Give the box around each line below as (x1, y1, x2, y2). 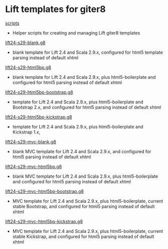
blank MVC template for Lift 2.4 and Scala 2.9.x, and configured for (12, 148, 151, 154)
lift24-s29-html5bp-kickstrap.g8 (5, 114, 73, 120)
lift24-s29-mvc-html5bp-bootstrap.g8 (5, 188, 84, 194)
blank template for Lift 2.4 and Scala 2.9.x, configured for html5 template (12, 49, 163, 55)
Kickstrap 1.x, (12, 129, 41, 135)
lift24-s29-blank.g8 (5, 39, 46, 46)
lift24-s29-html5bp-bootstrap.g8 (5, 89, 74, 95)
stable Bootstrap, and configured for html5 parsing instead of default (12, 203, 155, 209)
